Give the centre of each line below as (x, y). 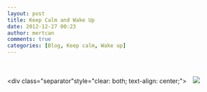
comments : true (29, 39)
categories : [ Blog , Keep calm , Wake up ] (67, 46)
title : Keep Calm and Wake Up (51, 20)
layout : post (26, 13)
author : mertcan (31, 33)
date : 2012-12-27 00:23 (42, 26)
